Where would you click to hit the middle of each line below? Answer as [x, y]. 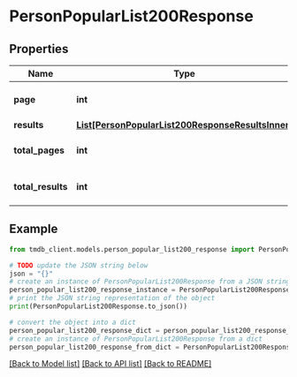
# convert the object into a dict [73, 322]
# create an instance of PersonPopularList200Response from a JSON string [150, 282]
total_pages [39, 150]
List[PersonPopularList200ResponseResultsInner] [185, 125]
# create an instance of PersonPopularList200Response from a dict [136, 339]
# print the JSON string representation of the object [112, 298]
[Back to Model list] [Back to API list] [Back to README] [110, 364]
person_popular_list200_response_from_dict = [94, 347]
